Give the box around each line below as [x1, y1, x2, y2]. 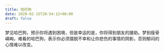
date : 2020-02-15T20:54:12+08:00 [5, 12, 73, 16]
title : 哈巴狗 [5, 7, 32, 12]
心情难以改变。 [5, 42, 35, 48]
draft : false [5, 16, 32, 21]
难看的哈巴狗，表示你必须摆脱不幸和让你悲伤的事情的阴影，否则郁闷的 [18, 36, 160, 41]
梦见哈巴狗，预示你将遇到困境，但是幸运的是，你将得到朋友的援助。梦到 [5, 30, 151, 36]
